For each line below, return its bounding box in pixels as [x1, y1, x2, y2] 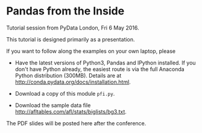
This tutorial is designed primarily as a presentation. [6, 36, 135, 43]
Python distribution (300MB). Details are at [14, 72, 122, 79]
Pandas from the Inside [6, 4, 125, 18]
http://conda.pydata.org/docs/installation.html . [14, 78, 131, 85]
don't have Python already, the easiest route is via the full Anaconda [14, 65, 185, 73]
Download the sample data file [14, 101, 91, 109]
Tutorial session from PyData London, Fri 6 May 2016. [6, 24, 139, 31]
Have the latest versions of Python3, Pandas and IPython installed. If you [14, 59, 196, 66]
